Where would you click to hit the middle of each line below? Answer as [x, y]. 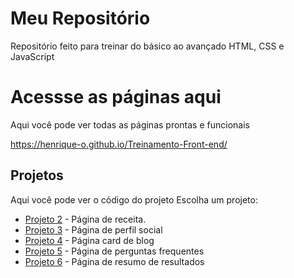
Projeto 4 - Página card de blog [89, 240]
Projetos [37, 175]
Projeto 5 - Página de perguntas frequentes [114, 251]
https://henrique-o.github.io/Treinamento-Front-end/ [119, 144]
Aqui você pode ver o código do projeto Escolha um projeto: [134, 199]
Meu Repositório [80, 18]
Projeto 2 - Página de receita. [85, 219]
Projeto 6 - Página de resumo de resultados [114, 261]
